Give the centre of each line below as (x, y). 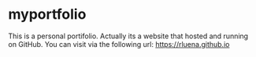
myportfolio (47, 14)
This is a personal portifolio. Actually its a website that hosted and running (128, 36)
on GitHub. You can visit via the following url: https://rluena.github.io (119, 44)
